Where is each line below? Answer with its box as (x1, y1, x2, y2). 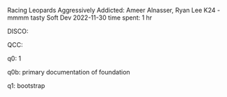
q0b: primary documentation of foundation (7, 68, 131, 76)
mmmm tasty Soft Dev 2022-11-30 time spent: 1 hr (7, 13, 153, 22)
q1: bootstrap (7, 82, 46, 90)
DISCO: (7, 27, 29, 35)
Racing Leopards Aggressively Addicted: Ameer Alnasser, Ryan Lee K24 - (7, 6, 221, 14)
